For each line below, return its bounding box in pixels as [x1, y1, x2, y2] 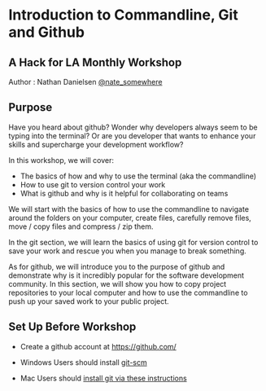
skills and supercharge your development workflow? [8, 139, 184, 149]
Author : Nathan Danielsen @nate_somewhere [8, 77, 163, 86]
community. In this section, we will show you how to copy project [8, 279, 227, 288]
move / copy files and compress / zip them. [8, 222, 154, 231]
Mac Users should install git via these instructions [20, 373, 187, 383]
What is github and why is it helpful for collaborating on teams [20, 188, 229, 198]
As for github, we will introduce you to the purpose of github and [8, 261, 225, 271]
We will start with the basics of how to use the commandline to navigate [8, 204, 250, 213]
